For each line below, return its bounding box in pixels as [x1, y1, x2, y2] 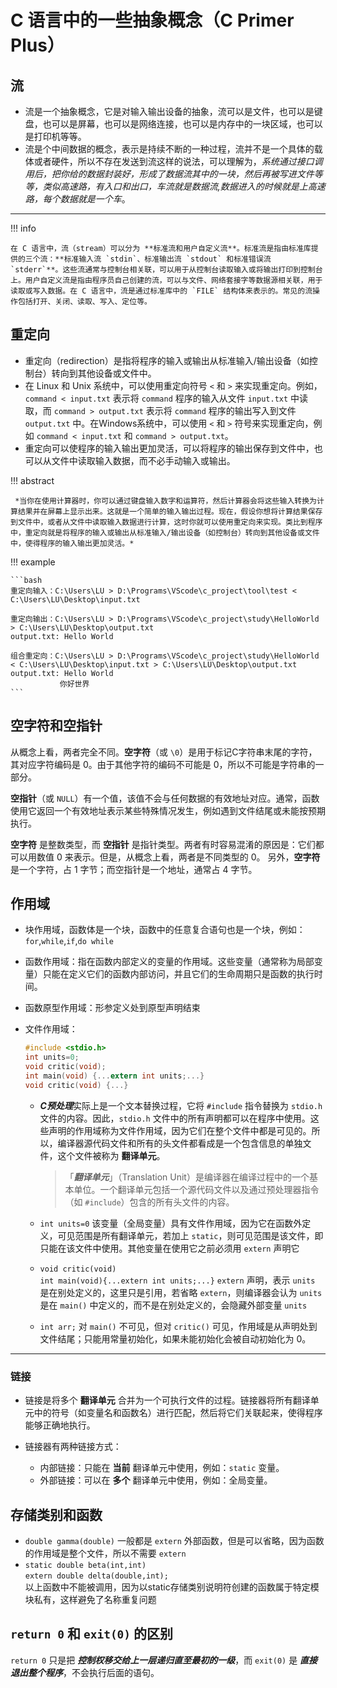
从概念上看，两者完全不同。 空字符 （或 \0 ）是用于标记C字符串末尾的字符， [10, 746, 318, 758]
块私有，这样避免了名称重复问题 [24, 1593, 157, 1605]
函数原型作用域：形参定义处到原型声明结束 [24, 1002, 201, 1014]
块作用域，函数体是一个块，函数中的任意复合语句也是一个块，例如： [24, 924, 306, 936]
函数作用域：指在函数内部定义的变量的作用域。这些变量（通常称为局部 [24, 956, 315, 968]
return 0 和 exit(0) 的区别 [10, 1626, 174, 1643]
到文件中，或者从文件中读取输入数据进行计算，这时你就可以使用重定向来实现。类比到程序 [10, 517, 323, 527]
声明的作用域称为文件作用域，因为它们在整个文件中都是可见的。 [48, 1124, 312, 1136]
